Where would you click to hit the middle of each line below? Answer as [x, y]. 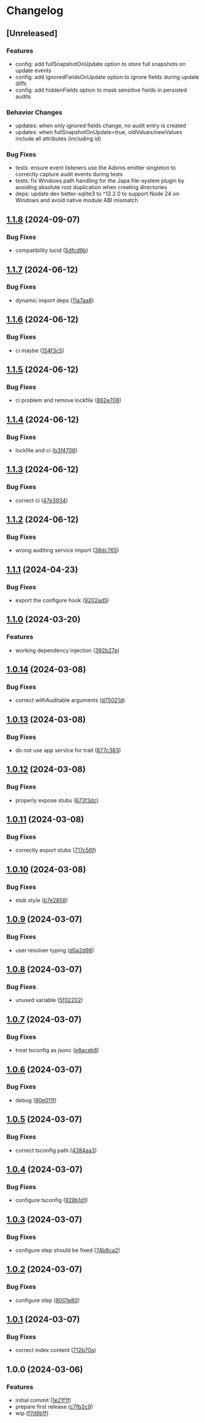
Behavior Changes [34, 112]
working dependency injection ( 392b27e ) [67, 650]
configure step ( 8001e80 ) [47, 1300]
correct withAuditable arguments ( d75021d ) [70, 700]
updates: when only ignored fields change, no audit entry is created [101, 125]
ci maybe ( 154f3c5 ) [40, 350]
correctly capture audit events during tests [69, 174]
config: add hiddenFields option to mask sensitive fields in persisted [101, 90]
